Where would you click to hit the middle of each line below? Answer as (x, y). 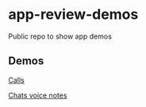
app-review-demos (73, 15)
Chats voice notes (38, 95)
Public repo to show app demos (60, 36)
